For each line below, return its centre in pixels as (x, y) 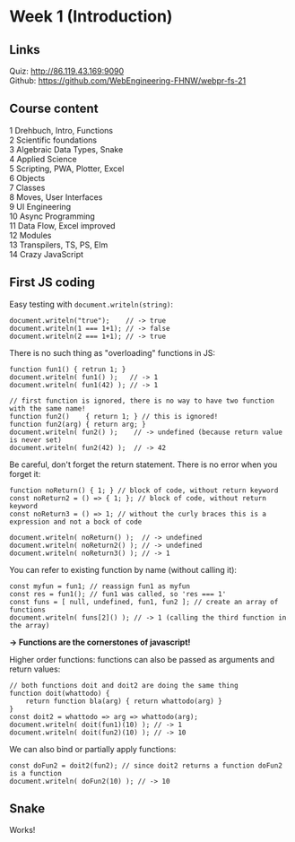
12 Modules (30, 235)
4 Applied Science (43, 159)
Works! (22, 830)
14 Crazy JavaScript (46, 254)
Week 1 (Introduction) (91, 17)
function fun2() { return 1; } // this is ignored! (114, 416)
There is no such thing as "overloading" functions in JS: (113, 352)
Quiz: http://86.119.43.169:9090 (66, 71)
